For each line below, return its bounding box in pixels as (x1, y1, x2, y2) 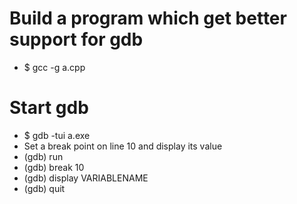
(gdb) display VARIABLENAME (23, 172, 149, 184)
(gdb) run (23, 150, 64, 162)
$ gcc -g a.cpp (23, 61, 86, 73)
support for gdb (9, 28, 144, 51)
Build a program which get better (9, 7, 287, 30)
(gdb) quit (23, 182, 66, 194)
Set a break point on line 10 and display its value (23, 140, 223, 152)
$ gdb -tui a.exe (23, 129, 91, 141)
